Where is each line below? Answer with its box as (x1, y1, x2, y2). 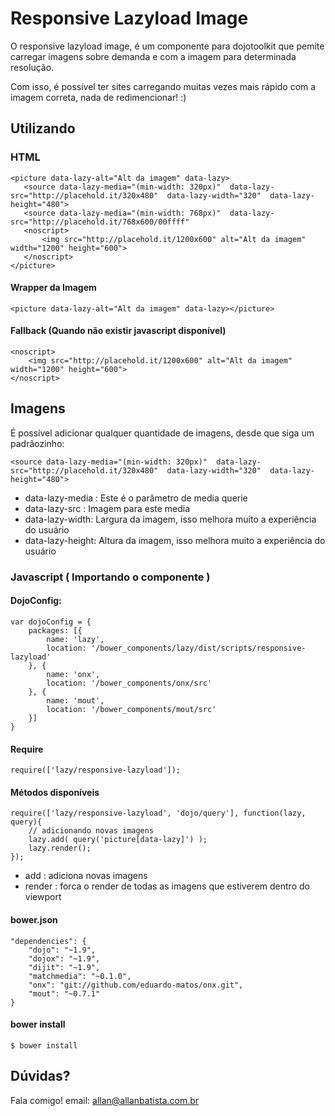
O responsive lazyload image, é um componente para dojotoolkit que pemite (10, 40, 325, 52)
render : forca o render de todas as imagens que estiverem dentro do (24, 880, 310, 892)
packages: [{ (28, 625, 83, 636)
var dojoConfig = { (10, 617, 92, 627)
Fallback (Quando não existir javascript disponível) (10, 325, 227, 337)
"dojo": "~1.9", (28, 945, 97, 955)
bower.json (10, 913, 58, 926)
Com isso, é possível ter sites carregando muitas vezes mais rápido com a (10, 80, 317, 92)
